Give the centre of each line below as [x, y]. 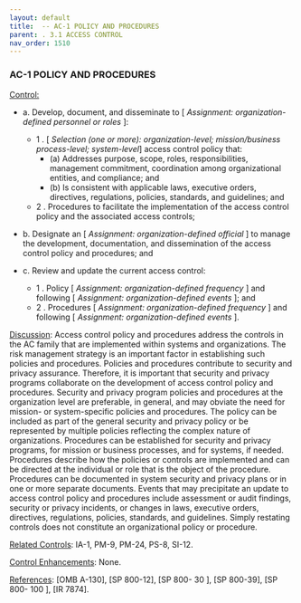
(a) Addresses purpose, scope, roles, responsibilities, [149, 158]
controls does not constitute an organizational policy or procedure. [133, 527]
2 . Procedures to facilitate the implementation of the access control [162, 206]
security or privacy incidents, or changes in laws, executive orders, [134, 507]
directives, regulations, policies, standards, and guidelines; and [167, 196]
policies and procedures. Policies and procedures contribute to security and [151, 363]
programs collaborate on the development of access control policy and [141, 382]
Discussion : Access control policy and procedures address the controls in [146, 334]
